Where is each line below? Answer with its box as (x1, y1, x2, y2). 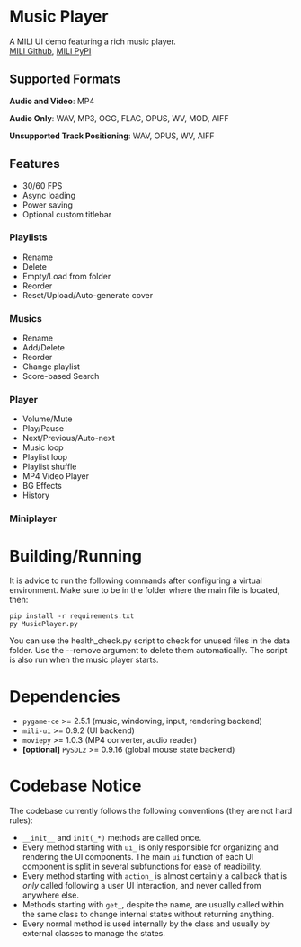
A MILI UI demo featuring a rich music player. (9, 36, 177, 47)
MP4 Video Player (22, 471, 90, 482)
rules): (9, 815, 33, 826)
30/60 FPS (22, 180, 63, 190)
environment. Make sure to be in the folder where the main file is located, (9, 585, 280, 596)
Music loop (22, 442, 65, 453)
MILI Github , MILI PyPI (9, 45, 92, 56)
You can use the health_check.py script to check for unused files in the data (9, 635, 290, 646)
